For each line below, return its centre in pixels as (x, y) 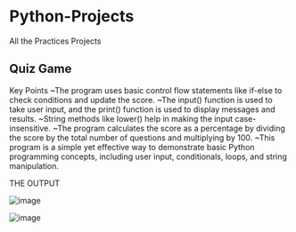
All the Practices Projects (55, 41)
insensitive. (30, 128)
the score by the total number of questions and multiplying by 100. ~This (142, 137)
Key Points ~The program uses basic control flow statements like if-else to (146, 90)
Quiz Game (41, 69)
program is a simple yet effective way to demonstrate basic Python (132, 147)
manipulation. (34, 165)
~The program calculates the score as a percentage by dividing (169, 128)
